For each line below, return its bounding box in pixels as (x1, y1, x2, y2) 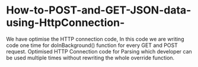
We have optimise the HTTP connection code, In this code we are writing (6, 35, 184, 42)
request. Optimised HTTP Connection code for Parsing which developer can (6, 48, 193, 55)
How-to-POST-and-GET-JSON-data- (6, 4, 191, 17)
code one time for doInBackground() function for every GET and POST (6, 42, 178, 49)
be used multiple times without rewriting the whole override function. (6, 54, 175, 61)
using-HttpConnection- (6, 16, 125, 29)
